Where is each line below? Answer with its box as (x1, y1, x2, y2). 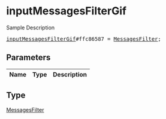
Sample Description (6, 24, 55, 31)
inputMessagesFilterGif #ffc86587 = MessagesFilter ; (6, 35, 162, 42)
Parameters (6, 53, 51, 63)
